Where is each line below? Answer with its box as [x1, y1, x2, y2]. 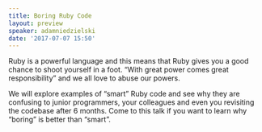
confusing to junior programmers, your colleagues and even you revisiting [8, 97, 255, 107]
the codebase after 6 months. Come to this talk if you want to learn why [8, 106, 247, 116]
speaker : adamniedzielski [8, 27, 95, 35]
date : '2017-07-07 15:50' [8, 34, 95, 43]
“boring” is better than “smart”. [8, 114, 111, 125]
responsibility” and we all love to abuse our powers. [8, 73, 180, 83]
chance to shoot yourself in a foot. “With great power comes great [8, 65, 229, 75]
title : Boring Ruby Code [8, 11, 92, 20]
